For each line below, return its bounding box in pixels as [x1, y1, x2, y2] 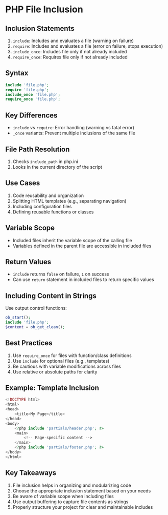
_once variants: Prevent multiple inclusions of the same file [12, 130, 135, 136]
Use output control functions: [5, 305, 67, 311]
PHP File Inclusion [5, 4, 83, 15]
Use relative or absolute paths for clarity [12, 368, 98, 375]
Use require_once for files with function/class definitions [12, 352, 132, 359]
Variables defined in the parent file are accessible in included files [12, 243, 152, 249]
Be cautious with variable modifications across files [12, 363, 122, 369]
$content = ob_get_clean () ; [5, 324, 65, 329]
